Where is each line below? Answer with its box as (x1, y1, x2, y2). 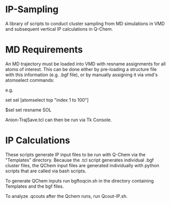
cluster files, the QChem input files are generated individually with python (5, 162, 159, 168)
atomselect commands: (5, 77, 54, 83)
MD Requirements (5, 44, 83, 56)
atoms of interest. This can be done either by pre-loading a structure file (5, 66, 157, 72)
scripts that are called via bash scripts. (5, 168, 87, 174)
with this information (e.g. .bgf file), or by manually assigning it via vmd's (5, 72, 158, 78)
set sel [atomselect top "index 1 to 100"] (5, 97, 89, 103)
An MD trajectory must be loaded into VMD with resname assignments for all (5, 60, 166, 67)
